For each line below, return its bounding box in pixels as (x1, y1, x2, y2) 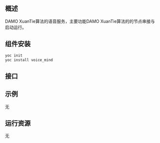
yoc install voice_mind (5, 57, 53, 62)
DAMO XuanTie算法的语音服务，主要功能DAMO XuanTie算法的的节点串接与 (5, 18, 155, 24)
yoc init (5, 53, 23, 58)
